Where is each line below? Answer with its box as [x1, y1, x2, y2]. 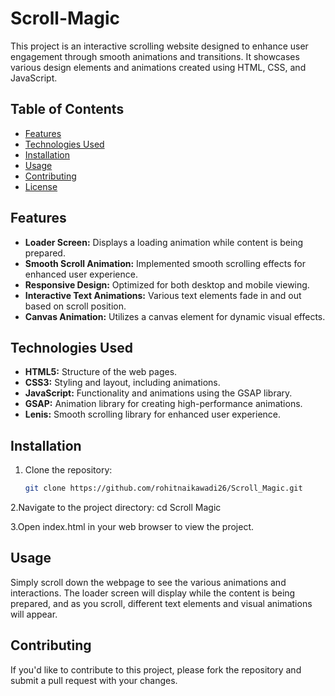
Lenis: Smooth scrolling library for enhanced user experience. [24, 408, 282, 421]
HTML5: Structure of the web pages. [24, 366, 178, 378]
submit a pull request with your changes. [10, 674, 178, 686]
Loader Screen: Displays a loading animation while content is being [24, 236, 304, 248]
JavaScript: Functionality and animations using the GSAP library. [24, 387, 293, 399]
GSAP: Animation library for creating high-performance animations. [24, 398, 303, 410]
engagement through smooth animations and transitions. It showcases [10, 50, 300, 62]
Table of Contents [10, 101, 125, 118]
